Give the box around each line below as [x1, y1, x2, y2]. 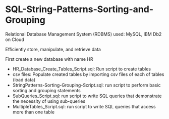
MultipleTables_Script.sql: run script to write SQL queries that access [12, 103, 156, 109]
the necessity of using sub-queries [12, 98, 86, 104]
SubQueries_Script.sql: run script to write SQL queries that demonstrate [12, 93, 162, 99]
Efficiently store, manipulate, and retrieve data [5, 46, 101, 52]
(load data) [12, 76, 36, 83]
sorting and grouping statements [12, 87, 81, 93]
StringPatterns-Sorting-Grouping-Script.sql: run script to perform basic [12, 82, 161, 88]
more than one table [12, 109, 54, 115]
